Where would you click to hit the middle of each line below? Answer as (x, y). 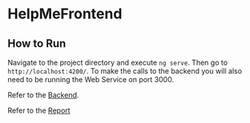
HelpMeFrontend (65, 14)
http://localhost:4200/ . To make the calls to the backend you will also (125, 71)
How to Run (37, 44)
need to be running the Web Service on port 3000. (91, 79)
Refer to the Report (39, 110)
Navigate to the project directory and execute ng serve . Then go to (118, 62)
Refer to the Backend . (43, 95)
